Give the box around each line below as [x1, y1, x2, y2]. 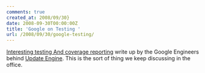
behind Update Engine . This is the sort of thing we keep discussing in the [6, 55, 191, 62]
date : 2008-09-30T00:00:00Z [6, 20, 78, 26]
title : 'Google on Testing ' [6, 26, 81, 32]
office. [6, 61, 23, 69]
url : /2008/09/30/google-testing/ [6, 32, 95, 38]
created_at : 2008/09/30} [6, 15, 70, 21]
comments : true [6, 9, 45, 15]
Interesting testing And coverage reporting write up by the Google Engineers [6, 48, 199, 55]
